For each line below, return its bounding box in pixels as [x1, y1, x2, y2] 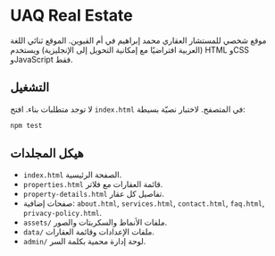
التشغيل [10, 80, 50, 95]
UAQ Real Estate [10, 5, 133, 26]
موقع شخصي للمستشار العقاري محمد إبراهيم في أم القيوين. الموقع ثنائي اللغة [10, 35, 267, 46]
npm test [10, 121, 43, 130]
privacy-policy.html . [22, 208, 102, 218]
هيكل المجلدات [10, 146, 84, 161]
